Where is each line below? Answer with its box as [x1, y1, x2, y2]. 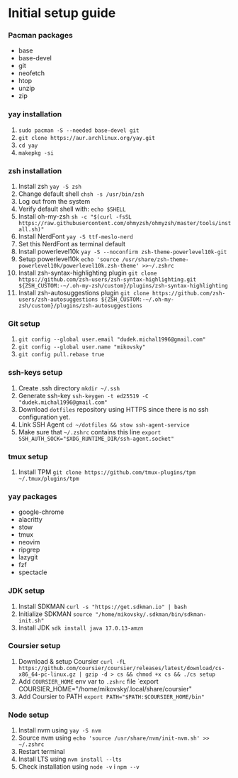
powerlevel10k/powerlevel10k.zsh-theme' [18, 263, 140, 270]
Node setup [8, 710, 49, 720]
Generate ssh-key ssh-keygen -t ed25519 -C [18, 391, 149, 400]
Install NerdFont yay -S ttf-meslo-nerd [18, 232, 134, 241]
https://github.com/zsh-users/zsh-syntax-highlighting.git [18, 276, 197, 283]
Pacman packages [8, 31, 73, 40]
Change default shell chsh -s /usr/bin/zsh [18, 190, 144, 198]
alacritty [18, 515, 43, 524]
